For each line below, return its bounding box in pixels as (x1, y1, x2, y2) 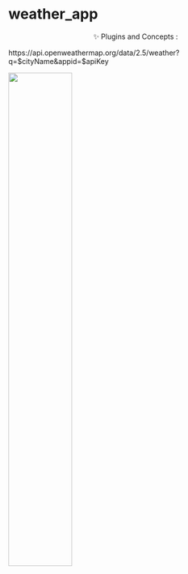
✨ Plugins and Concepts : (93, 32, 178, 41)
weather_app (8, 5, 98, 23)
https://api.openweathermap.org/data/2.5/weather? (8, 48, 180, 57)
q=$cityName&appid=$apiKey (8, 56, 109, 66)
